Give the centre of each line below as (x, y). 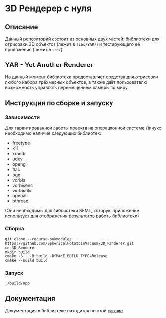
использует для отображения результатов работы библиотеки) (72, 216)
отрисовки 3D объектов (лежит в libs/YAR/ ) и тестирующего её (73, 44)
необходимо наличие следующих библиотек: (53, 133)
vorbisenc (23, 185)
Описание (22, 27)
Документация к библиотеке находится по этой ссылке (64, 310)
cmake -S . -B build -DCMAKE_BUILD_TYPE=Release (56, 256)
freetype (21, 143)
